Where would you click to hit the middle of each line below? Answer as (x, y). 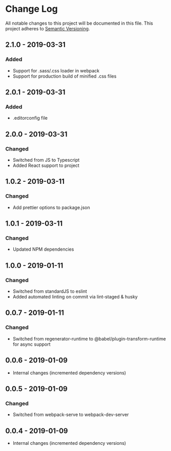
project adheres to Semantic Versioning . (48, 28)
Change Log (31, 9)
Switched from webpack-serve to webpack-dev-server (71, 415)
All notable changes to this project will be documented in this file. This (79, 23)
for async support (31, 344)
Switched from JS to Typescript (46, 160)
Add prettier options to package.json (51, 207)
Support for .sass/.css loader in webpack (56, 70)
